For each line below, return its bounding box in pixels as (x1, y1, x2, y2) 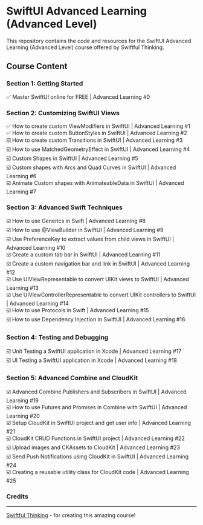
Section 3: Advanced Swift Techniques (6, 203, 123, 212)
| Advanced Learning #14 (6, 300, 69, 307)
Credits (6, 492, 28, 501)
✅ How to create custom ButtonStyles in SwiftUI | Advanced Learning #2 (6, 129, 187, 136)
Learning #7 (6, 188, 36, 195)
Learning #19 (6, 396, 39, 404)
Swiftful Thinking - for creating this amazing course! (6, 512, 136, 519)
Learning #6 (6, 172, 37, 179)
